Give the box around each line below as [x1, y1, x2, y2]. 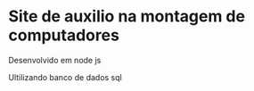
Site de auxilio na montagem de [8, 6, 246, 27]
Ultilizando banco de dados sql [8, 71, 122, 82]
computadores [8, 25, 119, 45]
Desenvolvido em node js [8, 54, 102, 65]
